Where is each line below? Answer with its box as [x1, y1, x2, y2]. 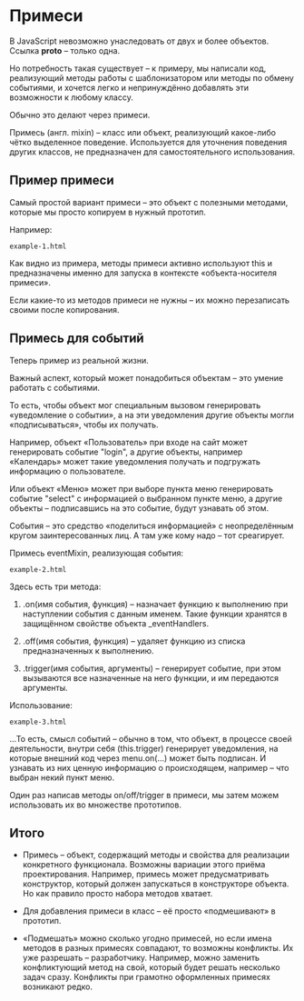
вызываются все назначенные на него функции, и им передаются [22, 672, 279, 683]
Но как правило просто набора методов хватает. [22, 888, 213, 899]
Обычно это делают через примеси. [9, 109, 151, 120]
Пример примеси [9, 173, 114, 188]
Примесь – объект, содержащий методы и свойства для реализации [22, 849, 290, 860]
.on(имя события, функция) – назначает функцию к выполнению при [22, 598, 289, 609]
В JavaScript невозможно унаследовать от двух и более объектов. [9, 35, 270, 46]
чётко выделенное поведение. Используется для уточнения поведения [9, 136, 288, 147]
